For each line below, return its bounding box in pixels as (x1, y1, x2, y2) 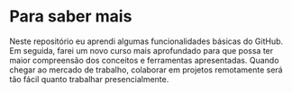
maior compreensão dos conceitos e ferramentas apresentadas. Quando (9, 55, 279, 65)
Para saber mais (9, 6, 132, 27)
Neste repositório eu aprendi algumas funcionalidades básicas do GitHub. (9, 36, 284, 46)
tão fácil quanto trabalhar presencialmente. (9, 73, 169, 84)
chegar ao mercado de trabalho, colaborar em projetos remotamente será (9, 64, 283, 75)
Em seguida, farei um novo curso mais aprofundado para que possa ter (9, 45, 274, 55)
